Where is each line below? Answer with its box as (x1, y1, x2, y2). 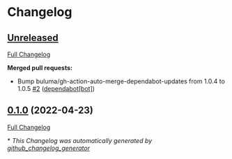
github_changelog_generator (7, 144, 91, 152)
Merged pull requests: (7, 64, 73, 72)
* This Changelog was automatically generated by (7, 136, 153, 144)
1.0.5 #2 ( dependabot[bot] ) (17, 85, 95, 92)
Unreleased (7, 32, 59, 44)
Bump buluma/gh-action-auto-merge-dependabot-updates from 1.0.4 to (17, 77, 225, 85)
